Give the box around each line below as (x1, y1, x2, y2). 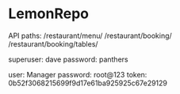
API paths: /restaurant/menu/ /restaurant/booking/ (8, 31, 172, 40)
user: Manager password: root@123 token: (8, 70, 147, 79)
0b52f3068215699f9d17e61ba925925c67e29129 (8, 78, 168, 88)
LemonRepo (8, 5, 90, 23)
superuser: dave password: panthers (8, 55, 128, 64)
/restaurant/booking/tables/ (8, 39, 98, 48)
